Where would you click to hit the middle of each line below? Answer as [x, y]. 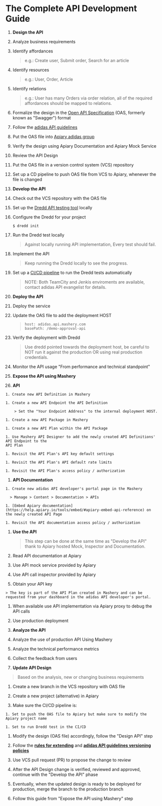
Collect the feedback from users [45, 658]
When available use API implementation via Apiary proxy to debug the [82, 606]
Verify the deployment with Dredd [46, 337]
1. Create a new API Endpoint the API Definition [57, 403]
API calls [21, 611]
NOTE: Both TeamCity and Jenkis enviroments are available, [85, 282]
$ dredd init [26, 226]
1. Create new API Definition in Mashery [48, 394]
